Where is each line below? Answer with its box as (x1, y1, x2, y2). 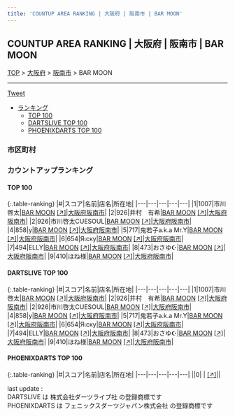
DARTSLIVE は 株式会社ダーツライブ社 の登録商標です (7, 392, 162, 401)
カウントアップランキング (7, 166, 93, 175)
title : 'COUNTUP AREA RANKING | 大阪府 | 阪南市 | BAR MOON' (7, 10, 183, 17)
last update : (7, 384, 43, 392)
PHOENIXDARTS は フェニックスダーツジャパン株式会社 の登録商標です (7, 401, 213, 410)
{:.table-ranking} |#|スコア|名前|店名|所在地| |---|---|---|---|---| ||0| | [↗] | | (7, 370, 221, 378)
